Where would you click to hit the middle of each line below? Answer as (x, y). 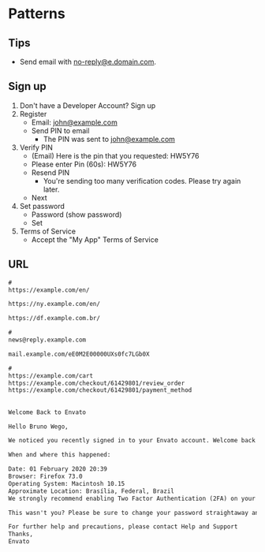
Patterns (37, 14)
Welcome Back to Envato (47, 412)
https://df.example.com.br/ (54, 319)
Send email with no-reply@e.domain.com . (88, 62)
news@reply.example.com (47, 340)
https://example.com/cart (50, 375)
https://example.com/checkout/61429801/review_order (97, 383)
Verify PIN (36, 147)
